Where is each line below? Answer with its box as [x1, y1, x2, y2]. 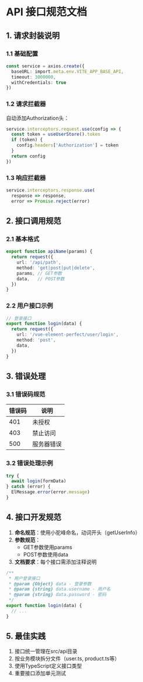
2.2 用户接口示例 [6, 302, 54, 310]
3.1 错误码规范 [6, 390, 46, 398]
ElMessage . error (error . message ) [11, 489, 90, 495]
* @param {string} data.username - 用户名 [8, 586, 111, 592]
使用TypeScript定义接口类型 [14, 663, 82, 670]
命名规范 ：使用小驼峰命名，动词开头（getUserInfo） [14, 528, 141, 536]
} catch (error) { [6, 484, 51, 490]
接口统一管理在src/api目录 [14, 648, 78, 655]
